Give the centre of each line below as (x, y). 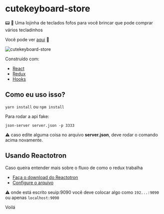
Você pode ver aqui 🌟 (27, 39)
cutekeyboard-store (48, 9)
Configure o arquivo (33, 183)
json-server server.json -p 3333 (40, 125)
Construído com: (22, 59)
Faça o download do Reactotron (45, 177)
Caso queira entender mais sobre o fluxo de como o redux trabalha (74, 168)
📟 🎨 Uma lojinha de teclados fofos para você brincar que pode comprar (79, 22)
